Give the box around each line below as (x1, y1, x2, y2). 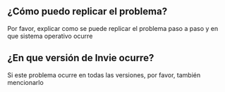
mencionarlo (7, 78, 44, 86)
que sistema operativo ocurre (7, 32, 93, 40)
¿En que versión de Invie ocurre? (7, 52, 154, 64)
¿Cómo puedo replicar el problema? (7, 6, 168, 18)
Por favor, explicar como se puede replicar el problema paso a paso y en (7, 24, 219, 32)
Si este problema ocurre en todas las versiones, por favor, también (7, 70, 201, 79)
